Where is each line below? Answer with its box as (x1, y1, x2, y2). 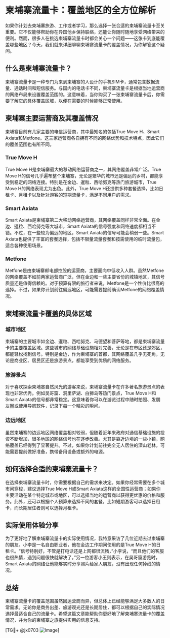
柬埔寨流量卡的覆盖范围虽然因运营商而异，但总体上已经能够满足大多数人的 (5, 598, 160, 604)
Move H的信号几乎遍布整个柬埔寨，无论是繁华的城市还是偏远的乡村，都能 (5, 172, 159, 178)
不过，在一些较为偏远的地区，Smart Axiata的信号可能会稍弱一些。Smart (14, 230, 164, 236)
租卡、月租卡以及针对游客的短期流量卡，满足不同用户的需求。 (5, 192, 134, 198)
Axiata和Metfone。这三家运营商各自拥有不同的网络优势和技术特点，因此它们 (5, 135, 164, 141)
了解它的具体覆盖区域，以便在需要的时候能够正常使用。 (9, 98, 125, 104)
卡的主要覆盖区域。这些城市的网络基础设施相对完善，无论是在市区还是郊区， (5, 345, 165, 351)
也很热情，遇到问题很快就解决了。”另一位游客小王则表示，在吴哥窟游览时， (5, 555, 160, 561)
